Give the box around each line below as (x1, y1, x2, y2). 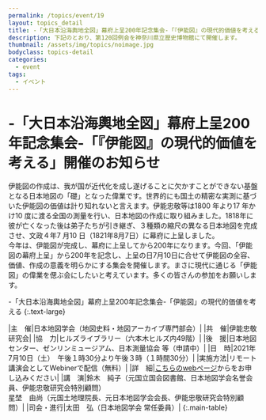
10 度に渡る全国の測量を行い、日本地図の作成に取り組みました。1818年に (14, 211, 254, 221)
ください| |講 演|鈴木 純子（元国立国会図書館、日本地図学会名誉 (28, 373, 246, 383)
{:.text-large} (23, 307, 66, 316)
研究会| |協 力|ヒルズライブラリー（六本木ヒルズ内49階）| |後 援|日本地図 (8, 334, 257, 343)
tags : (8, 70, 26, 78)
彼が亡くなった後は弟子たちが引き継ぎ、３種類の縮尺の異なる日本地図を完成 (8, 221, 258, 230)
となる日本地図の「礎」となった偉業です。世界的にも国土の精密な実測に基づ (8, 191, 257, 201)
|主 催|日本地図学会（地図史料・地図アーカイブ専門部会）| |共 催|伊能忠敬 (8, 324, 257, 333)
